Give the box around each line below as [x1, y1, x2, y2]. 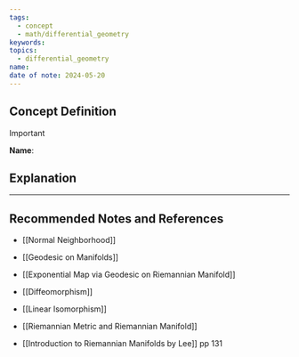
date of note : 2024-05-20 [9, 71, 105, 80]
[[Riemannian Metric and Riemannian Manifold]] [21, 321, 198, 332]
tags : [9, 12, 29, 22]
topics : [9, 46, 38, 55]
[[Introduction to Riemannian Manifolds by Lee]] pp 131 [21, 338, 223, 349]
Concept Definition [9, 104, 117, 119]
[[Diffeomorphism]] [21, 287, 93, 297]
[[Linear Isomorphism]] [21, 304, 107, 314]
